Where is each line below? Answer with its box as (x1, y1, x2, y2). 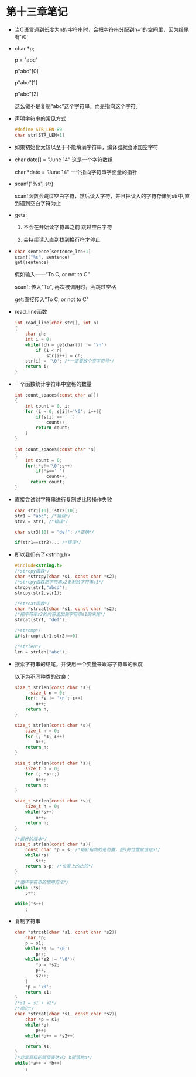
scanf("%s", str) (14, 180, 54, 187)
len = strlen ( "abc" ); (14, 649, 68, 655)
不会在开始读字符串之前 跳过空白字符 (23, 223, 112, 231)
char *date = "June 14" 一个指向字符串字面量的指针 (14, 168, 137, 175)
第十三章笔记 (6, 5, 68, 19)
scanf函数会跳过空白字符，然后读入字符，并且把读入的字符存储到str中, (14, 192, 185, 199)
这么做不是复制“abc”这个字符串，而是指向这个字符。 (14, 102, 142, 109)
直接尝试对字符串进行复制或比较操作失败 (14, 496, 112, 503)
